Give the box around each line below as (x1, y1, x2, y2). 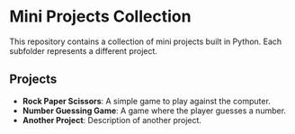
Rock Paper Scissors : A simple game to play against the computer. (22, 95, 272, 106)
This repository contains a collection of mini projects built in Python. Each (9, 36, 282, 47)
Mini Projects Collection (9, 6, 192, 27)
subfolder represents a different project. (9, 45, 157, 56)
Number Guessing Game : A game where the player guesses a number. (22, 105, 286, 116)
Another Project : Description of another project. (22, 114, 202, 125)
